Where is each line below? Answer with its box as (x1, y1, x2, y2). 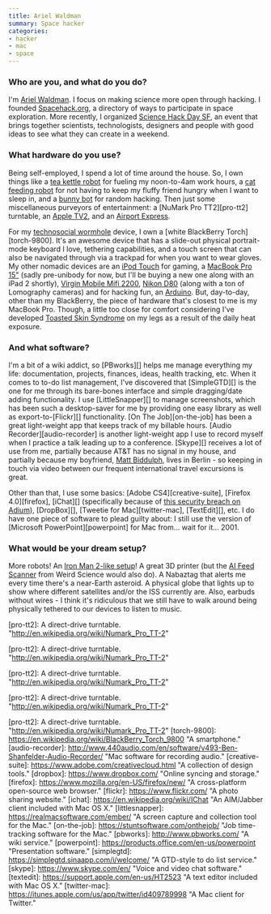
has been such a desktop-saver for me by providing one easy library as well (8, 403, 261, 413)
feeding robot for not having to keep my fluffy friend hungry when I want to (8, 185, 259, 195)
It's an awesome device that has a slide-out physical (55, 235, 231, 245)
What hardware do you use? (8, 149, 121, 161)
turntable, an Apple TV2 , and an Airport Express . (8, 211, 171, 221)
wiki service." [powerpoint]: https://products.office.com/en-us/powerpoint (8, 838, 256, 847)
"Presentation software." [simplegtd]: (8, 847, 132, 856)
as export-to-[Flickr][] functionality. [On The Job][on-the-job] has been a (8, 411, 252, 422)
